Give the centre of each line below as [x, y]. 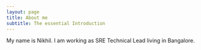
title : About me [27, 18]
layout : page [23, 12]
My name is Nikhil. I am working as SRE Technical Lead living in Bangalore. [100, 41]
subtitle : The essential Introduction [56, 23]
